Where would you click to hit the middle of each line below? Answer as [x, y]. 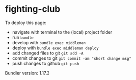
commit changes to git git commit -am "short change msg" [72, 58]
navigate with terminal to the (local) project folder [62, 32]
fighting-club [33, 9]
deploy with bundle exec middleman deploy [55, 48]
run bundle [23, 37]
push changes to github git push [46, 63]
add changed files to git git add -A [48, 53]
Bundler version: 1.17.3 [27, 73]
